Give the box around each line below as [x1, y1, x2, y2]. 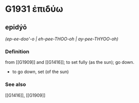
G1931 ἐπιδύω [5, 3, 63, 15]
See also [5, 81, 26, 88]
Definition [5, 48, 30, 55]
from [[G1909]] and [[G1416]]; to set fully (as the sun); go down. [5, 59, 135, 65]
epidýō [5, 23, 27, 31]
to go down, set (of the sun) [12, 69, 69, 75]
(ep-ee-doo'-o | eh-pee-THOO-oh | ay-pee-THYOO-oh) [5, 36, 119, 42]
